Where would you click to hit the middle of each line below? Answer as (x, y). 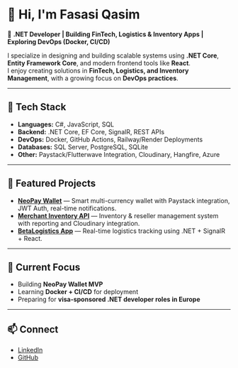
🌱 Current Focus (44, 267)
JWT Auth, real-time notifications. (67, 208)
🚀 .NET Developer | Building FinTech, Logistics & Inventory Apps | (106, 34)
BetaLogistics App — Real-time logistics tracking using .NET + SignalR (121, 231)
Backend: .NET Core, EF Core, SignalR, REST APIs (91, 131)
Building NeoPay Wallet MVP (60, 284)
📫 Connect (33, 329)
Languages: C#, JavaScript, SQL (66, 124)
